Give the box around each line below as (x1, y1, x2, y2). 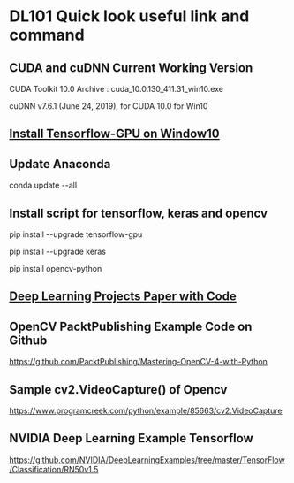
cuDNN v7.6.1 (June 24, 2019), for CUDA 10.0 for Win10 (9, 101, 208, 111)
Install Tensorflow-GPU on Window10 (9, 126, 221, 142)
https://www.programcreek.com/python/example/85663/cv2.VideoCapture (9, 405, 283, 417)
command (9, 25, 86, 45)
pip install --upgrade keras (9, 246, 106, 257)
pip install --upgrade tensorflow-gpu (9, 229, 143, 240)
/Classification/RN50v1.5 (9, 464, 99, 474)
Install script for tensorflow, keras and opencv (9, 205, 268, 220)
